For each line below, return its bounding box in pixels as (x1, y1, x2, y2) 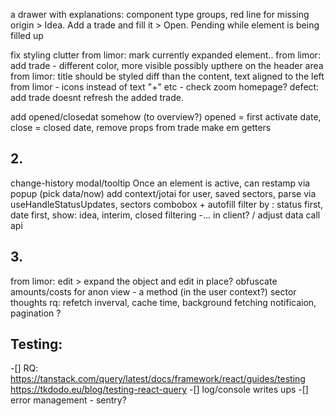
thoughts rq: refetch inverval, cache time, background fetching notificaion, (10, 296, 317, 308)
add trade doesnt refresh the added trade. (10, 92, 184, 103)
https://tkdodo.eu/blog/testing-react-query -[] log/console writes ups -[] (10, 384, 309, 396)
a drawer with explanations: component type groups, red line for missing (10, 9, 310, 20)
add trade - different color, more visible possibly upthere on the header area (10, 60, 324, 71)
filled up (10, 30, 44, 41)
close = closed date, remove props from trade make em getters (10, 122, 272, 133)
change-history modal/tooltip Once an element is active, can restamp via (10, 177, 311, 189)
